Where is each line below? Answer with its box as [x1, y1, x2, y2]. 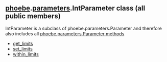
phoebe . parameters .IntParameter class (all [5, 4, 146, 13]
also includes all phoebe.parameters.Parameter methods [5, 30, 125, 37]
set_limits [12, 45, 33, 52]
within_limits [12, 51, 39, 57]
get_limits [12, 40, 33, 46]
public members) [5, 12, 61, 21]
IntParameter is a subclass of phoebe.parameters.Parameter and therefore [5, 25, 162, 31]
